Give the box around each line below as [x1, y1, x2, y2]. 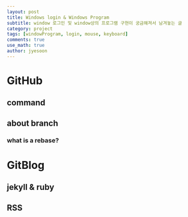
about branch [7, 118, 59, 128]
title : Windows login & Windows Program [7, 14, 110, 20]
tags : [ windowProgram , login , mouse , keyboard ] [7, 31, 129, 37]
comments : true [7, 37, 45, 43]
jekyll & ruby [7, 182, 55, 192]
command [7, 97, 46, 108]
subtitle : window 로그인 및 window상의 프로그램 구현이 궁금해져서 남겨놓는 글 [7, 20, 183, 26]
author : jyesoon [7, 48, 47, 54]
